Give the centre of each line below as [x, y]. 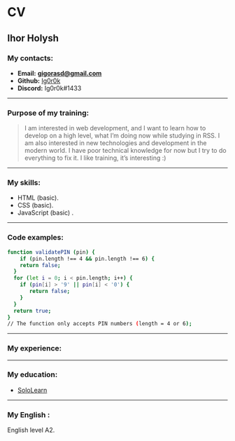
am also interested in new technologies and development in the [115, 143]
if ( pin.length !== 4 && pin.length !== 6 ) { [87, 259]
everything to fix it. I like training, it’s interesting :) [95, 158]
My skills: [24, 183]
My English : [29, 414]
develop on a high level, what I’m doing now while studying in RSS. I [122, 136]
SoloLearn [32, 390]
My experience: [35, 348]
